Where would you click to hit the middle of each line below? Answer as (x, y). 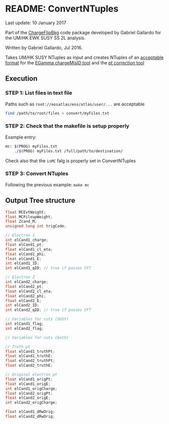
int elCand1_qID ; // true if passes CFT (48, 268)
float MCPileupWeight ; (29, 217)
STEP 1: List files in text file (39, 93)
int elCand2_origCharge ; (31, 403)
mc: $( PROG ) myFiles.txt (31, 146)
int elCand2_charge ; (27, 282)
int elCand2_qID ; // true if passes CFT (48, 310)
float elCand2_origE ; (28, 398)
